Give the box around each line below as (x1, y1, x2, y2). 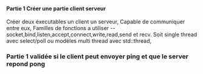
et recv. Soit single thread (132, 31, 198, 39)
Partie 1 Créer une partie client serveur (6, 5, 106, 12)
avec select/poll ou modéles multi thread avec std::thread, (6, 37, 152, 45)
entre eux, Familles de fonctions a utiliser (6, 25, 109, 32)
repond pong (6, 60, 46, 69)
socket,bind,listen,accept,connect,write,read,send (6, 31, 132, 39)
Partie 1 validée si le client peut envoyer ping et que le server (6, 52, 188, 61)
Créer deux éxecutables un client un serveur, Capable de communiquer (6, 18, 185, 25)
